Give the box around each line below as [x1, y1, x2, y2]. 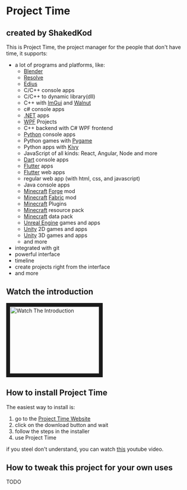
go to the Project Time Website [14, 415, 91, 422]
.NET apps [23, 112, 49, 119]
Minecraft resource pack [23, 207, 84, 213]
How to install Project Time [6, 388, 108, 398]
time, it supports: [6, 50, 47, 57]
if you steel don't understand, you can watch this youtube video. [6, 445, 164, 453]
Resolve [23, 74, 43, 81]
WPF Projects [23, 118, 58, 125]
